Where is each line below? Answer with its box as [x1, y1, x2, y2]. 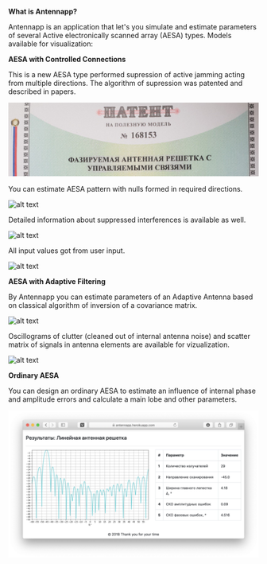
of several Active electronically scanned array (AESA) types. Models [8, 31, 232, 40]
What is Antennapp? [8, 7, 78, 16]
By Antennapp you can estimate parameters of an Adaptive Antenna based [8, 292, 253, 301]
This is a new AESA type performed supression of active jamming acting [8, 70, 245, 79]
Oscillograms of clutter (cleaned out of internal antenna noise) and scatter [8, 331, 250, 340]
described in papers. [8, 87, 76, 96]
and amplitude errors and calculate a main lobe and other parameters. [8, 394, 238, 404]
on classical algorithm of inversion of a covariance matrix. [8, 300, 198, 309]
